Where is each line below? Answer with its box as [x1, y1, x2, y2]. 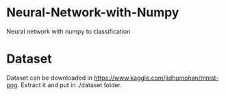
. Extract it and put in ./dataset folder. [17, 80, 123, 89]
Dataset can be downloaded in [6, 74, 93, 82]
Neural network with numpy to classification [6, 27, 131, 35]
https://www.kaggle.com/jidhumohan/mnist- [94, 74, 219, 82]
